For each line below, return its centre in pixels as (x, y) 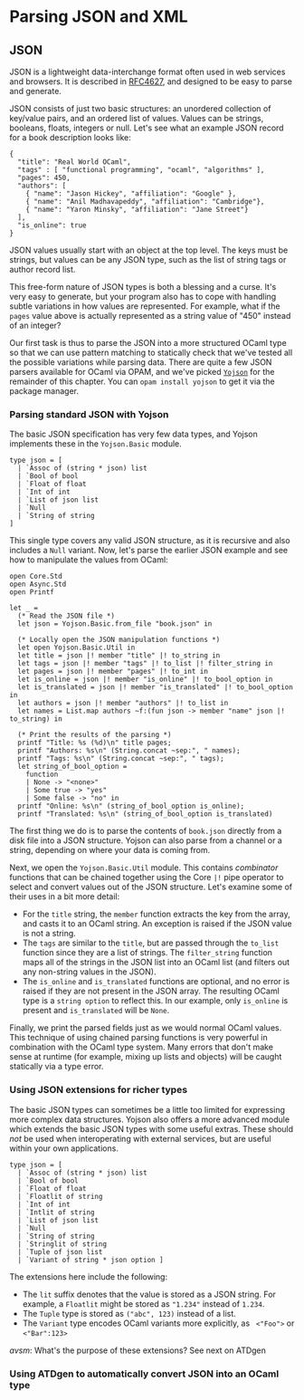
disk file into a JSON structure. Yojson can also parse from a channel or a (146, 840)
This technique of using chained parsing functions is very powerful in (139, 1038)
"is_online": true (52, 225)
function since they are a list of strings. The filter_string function (147, 953)
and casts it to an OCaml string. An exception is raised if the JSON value (157, 924)
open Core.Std (36, 577)
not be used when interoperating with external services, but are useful (140, 1138)
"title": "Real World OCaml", (74, 162)
